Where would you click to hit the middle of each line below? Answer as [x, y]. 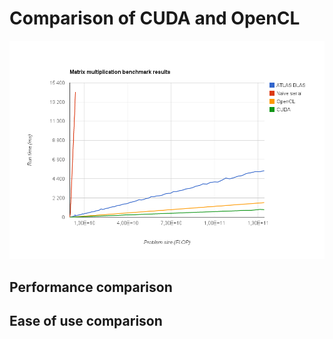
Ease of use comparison [86, 321]
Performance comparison [91, 287]
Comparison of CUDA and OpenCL [155, 18]
